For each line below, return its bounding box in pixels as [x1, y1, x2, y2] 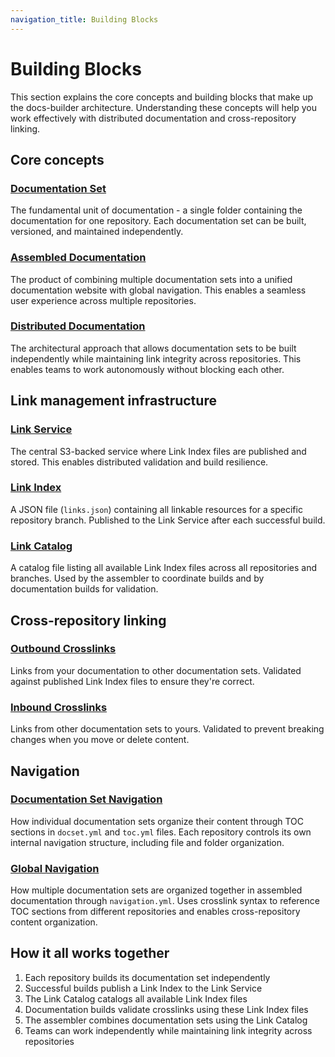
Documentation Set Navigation [10, 792, 163, 806]
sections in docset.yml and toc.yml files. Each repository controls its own [10, 826, 312, 838]
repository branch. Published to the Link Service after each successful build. [10, 514, 326, 526]
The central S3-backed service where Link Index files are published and [10, 445, 307, 457]
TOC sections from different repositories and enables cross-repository [10, 906, 301, 918]
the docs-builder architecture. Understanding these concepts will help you [10, 101, 317, 113]
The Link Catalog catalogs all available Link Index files [24, 992, 248, 1005]
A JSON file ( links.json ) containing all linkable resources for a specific [10, 503, 303, 515]
